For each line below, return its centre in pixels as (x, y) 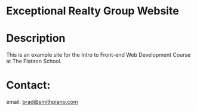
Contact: (28, 85)
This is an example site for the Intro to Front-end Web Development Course (98, 55)
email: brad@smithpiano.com (42, 102)
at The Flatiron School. (34, 61)
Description (36, 38)
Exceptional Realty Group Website (93, 11)
